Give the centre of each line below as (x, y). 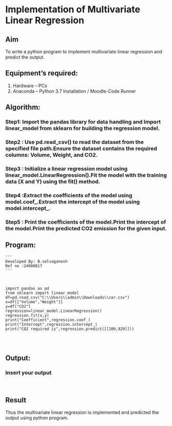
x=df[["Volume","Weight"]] (34, 302)
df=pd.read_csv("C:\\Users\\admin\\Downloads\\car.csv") (68, 297)
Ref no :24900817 (24, 266)
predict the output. (25, 57)
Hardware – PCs (30, 85)
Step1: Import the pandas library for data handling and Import (83, 122)
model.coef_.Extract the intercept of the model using (73, 201)
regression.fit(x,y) (27, 315)
